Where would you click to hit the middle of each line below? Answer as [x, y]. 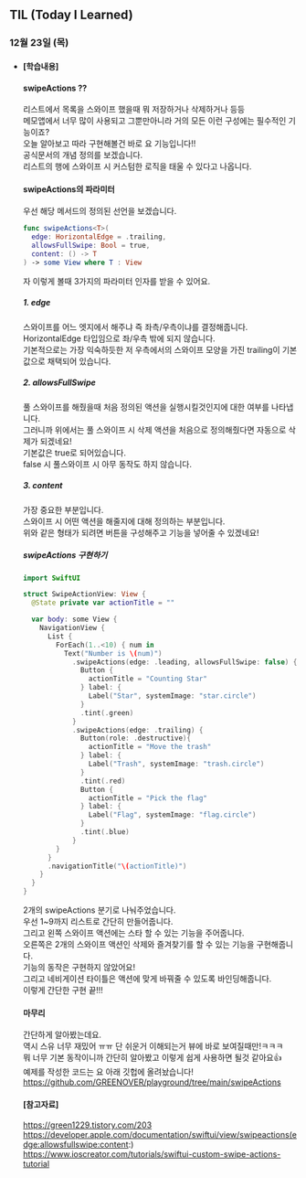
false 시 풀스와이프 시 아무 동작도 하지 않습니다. [107, 464]
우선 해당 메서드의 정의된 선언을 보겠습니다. [100, 211]
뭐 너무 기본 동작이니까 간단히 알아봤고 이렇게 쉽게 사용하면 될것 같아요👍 [152, 1058]
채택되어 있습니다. [79, 361]
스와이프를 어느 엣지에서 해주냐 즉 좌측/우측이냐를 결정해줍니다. [135, 327]
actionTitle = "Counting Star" [148, 679]
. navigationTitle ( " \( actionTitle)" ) [117, 866]
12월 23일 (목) [39, 43]
